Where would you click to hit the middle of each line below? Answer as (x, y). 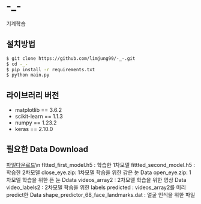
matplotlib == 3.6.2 (38, 110)
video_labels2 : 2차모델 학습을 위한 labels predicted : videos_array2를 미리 (96, 187)
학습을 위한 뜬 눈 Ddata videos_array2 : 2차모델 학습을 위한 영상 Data (104, 179)
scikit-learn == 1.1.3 (39, 117)
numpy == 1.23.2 (36, 123)
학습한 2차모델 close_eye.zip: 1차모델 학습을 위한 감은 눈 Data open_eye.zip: (97, 172)
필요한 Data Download (47, 149)
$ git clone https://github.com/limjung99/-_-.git (71, 58)
